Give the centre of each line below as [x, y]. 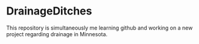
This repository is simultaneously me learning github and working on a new [99, 28]
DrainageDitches [49, 11]
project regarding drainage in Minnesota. [57, 34]
